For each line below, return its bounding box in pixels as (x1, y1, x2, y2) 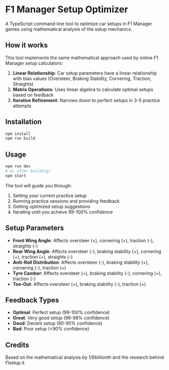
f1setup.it (5, 360, 25, 366)
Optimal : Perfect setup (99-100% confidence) (12, 309, 110, 316)
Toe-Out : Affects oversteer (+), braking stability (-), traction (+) (12, 281, 147, 287)
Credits (5, 340, 30, 349)
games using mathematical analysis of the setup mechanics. (5, 26, 133, 32)
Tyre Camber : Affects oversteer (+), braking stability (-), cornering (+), (12, 270, 162, 276)
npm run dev (5, 164, 31, 169)
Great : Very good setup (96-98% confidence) (12, 315, 110, 321)
